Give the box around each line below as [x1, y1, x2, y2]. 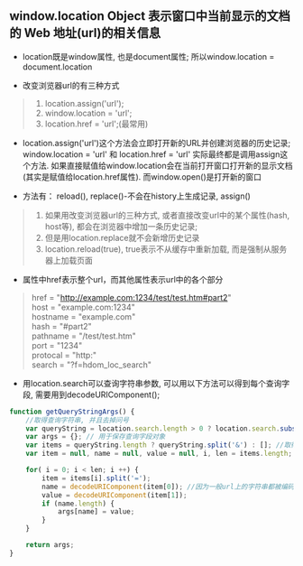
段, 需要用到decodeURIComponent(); [22, 389, 161, 400]
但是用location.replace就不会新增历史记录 [44, 232, 200, 243]
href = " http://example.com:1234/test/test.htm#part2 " [31, 292, 232, 302]
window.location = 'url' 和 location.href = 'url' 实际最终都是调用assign [22, 148, 280, 160]
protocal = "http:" [31, 349, 97, 360]
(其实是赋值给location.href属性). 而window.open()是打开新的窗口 [22, 171, 262, 182]
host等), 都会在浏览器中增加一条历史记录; [44, 220, 198, 232]
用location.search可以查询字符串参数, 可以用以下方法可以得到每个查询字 [22, 377, 290, 388]
